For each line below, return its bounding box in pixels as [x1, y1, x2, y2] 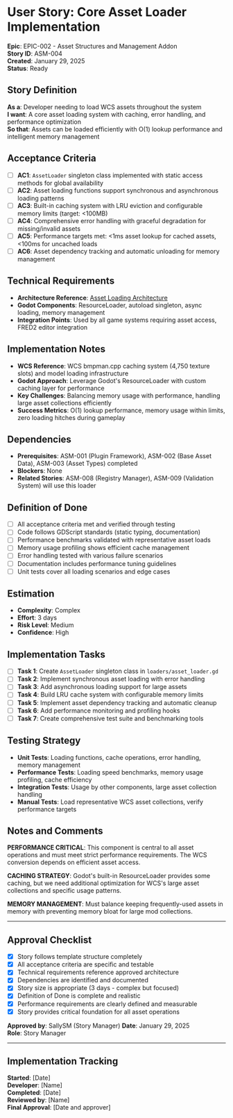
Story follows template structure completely [17, 953, 143, 961]
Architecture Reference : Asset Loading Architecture [17, 293, 168, 302]
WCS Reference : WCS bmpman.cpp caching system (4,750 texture [17, 362, 210, 370]
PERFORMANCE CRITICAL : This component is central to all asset [7, 843, 194, 852]
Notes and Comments [7, 825, 103, 836]
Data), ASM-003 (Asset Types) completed [17, 460, 138, 468]
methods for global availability [17, 179, 104, 187]
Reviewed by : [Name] [7, 1096, 70, 1104]
